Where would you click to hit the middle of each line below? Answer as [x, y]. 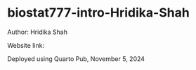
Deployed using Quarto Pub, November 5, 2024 [76, 59]
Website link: [26, 45]
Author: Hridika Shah [38, 32]
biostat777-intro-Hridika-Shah [98, 13]
